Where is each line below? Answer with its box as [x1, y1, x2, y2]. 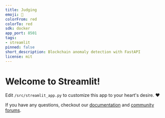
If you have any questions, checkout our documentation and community [5, 102, 154, 108]
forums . [5, 107, 22, 113]
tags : [5, 36, 17, 41]
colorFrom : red [5, 17, 37, 22]
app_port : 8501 [5, 31, 37, 36]
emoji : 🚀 [5, 12, 24, 17]
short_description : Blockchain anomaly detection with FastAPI [5, 49, 141, 54]
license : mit [5, 54, 33, 59]
